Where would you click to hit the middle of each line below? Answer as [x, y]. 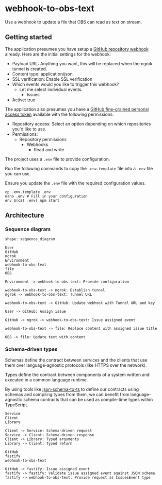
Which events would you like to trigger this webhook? [65, 84]
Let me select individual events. [51, 89]
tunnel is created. [29, 69]
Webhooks [37, 144]
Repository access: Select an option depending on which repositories [81, 124]
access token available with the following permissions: [59, 114]
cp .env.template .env [28, 192]
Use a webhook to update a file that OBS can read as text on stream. [73, 22]
